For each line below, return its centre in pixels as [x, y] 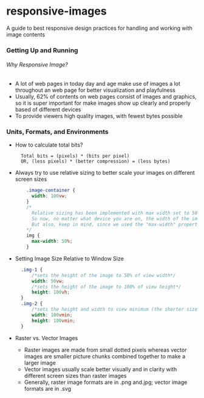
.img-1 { [32, 270]
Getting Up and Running [42, 50]
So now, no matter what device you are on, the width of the [110, 218]
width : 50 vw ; [48, 281]
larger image [40, 363]
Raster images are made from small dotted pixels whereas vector [105, 350]
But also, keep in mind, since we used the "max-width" [104, 224]
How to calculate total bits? [49, 145]
